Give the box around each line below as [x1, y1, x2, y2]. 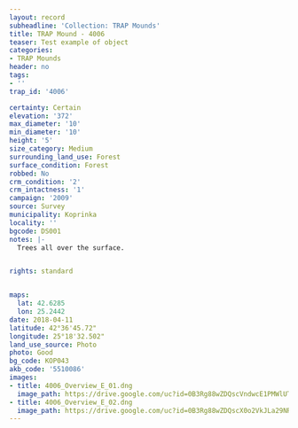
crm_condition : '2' [9, 177, 82, 186]
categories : [9, 46, 53, 55]
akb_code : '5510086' [9, 365, 86, 374]
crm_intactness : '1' [9, 185, 86, 195]
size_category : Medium [9, 144, 93, 153]
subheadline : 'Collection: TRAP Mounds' [9, 21, 161, 30]
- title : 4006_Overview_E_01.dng [9, 381, 133, 390]
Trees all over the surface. [17, 243, 125, 253]
